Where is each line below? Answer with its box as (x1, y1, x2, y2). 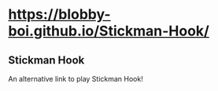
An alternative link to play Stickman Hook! (8, 75, 143, 83)
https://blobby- (8, 5, 112, 24)
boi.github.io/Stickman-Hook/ (8, 22, 210, 40)
